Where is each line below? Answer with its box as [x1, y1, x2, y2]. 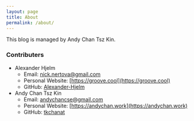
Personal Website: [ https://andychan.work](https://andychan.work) [23, 102, 188, 109]
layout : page [6, 8, 39, 15]
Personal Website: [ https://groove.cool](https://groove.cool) [23, 77, 171, 84]
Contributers [6, 51, 44, 59]
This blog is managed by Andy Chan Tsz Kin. [6, 36, 116, 43]
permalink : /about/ [6, 20, 55, 26]
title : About [6, 14, 39, 20]
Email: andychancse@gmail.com [23, 95, 103, 103]
